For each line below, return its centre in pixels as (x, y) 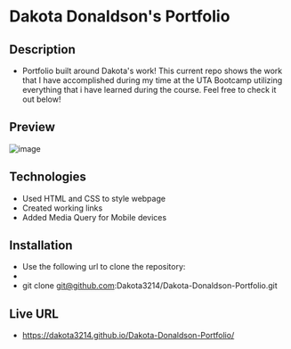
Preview (32, 127)
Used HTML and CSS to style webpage (94, 198)
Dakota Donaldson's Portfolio (120, 17)
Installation (41, 246)
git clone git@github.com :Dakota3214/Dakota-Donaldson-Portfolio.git (150, 286)
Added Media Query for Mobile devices (94, 217)
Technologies (48, 177)
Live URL (34, 314)
